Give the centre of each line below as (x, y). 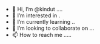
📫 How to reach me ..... (42, 35)
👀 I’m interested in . (36, 15)
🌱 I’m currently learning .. (43, 22)
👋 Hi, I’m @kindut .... (37, 9)
